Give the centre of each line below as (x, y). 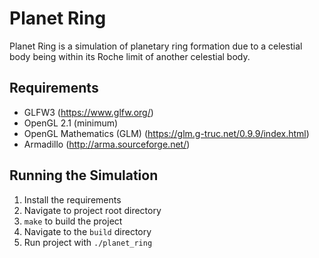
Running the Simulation (84, 175)
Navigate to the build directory (87, 231)
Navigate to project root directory (92, 210)
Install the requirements (72, 199)
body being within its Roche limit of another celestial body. (130, 56)
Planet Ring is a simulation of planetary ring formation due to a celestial (156, 46)
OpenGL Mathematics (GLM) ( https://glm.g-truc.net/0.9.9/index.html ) (166, 133)
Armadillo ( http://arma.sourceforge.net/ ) (107, 144)
